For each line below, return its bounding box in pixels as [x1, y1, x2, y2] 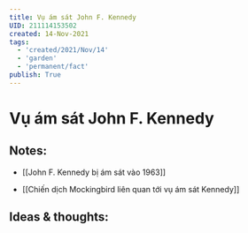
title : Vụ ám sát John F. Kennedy [9, 12, 137, 22]
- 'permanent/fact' [17, 63, 89, 71]
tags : [9, 37, 29, 47]
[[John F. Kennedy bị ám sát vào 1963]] [21, 167, 167, 177]
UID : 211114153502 [9, 21, 77, 30]
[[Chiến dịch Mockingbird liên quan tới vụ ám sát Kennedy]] [21, 184, 240, 194]
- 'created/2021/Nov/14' [17, 46, 109, 55]
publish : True [9, 71, 62, 79]
